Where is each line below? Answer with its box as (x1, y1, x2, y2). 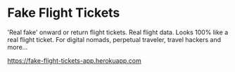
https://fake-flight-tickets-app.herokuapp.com (7, 56, 142, 64)
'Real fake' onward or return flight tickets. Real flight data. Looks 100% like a (7, 28, 229, 36)
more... (7, 43, 28, 51)
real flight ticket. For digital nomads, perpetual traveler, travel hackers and (7, 35, 222, 43)
